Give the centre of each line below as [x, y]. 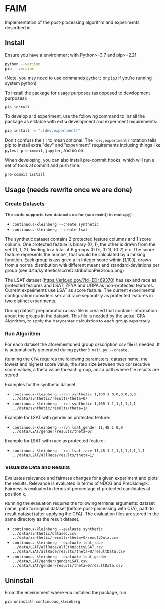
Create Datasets [25, 204]
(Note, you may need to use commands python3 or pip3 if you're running [78, 78]
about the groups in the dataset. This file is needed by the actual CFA [75, 316]
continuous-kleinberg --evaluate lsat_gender [60, 557]
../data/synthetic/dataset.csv [44, 534]
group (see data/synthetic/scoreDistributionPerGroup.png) [65, 270]
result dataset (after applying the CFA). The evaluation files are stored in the [82, 514]
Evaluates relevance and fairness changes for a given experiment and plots [82, 478]
